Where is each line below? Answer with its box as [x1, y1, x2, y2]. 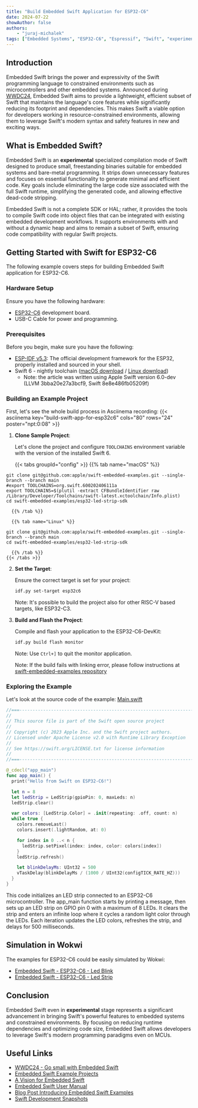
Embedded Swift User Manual [14, 1083, 87, 1090]
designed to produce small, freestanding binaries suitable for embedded [6, 163, 181, 170]
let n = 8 [11, 788, 35, 795]
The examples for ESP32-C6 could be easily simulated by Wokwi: [6, 956, 165, 963]
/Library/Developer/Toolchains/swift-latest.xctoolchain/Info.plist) [6, 493, 181, 499]
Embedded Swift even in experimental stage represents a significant [6, 1006, 173, 1013]
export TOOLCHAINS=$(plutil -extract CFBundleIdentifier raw [6, 488, 160, 494]
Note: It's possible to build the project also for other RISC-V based [14, 599, 176, 606]
